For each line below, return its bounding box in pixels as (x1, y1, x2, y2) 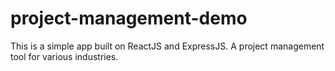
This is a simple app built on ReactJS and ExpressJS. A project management (10, 40, 325, 52)
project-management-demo (10, 7, 248, 30)
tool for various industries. (10, 50, 119, 62)
